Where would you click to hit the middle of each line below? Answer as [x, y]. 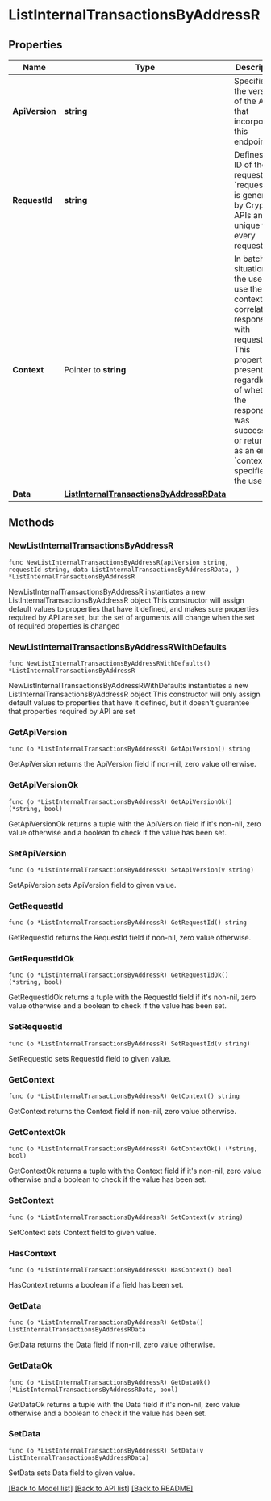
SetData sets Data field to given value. [72, 1473]
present [248, 370]
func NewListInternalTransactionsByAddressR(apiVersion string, [119, 562]
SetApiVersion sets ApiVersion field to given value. [92, 885]
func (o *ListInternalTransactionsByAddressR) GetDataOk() [110, 1382]
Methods [31, 523]
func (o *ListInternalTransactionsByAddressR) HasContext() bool [120, 1270]
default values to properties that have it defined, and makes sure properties [134, 608]
